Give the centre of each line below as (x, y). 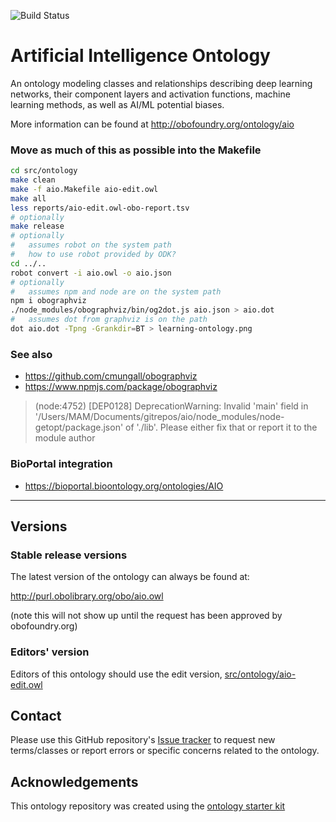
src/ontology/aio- (260, 674)
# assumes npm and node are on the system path (116, 291)
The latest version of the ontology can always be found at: (130, 577)
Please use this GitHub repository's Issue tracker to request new (143, 740)
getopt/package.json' (79, 427)
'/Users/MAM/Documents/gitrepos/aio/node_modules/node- (159, 417)
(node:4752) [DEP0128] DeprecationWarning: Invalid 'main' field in (171, 406)
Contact (36, 715)
